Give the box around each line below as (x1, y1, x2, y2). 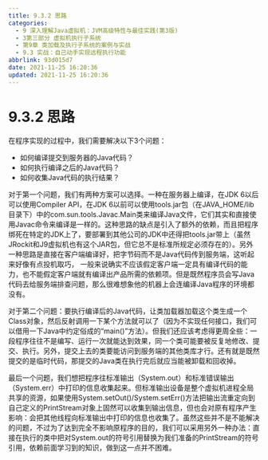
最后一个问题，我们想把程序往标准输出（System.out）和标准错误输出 (8, 372, 235, 383)
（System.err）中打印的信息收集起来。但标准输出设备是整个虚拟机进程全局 (8, 383, 254, 392)
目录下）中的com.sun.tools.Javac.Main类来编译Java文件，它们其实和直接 (8, 209, 250, 219)
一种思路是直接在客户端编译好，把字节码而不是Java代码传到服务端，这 (8, 249, 241, 259)
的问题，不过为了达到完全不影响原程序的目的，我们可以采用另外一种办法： (8, 423, 253, 432)
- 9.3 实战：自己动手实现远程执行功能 (15, 49, 126, 57)
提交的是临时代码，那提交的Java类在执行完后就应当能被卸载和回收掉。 (8, 356, 241, 365)
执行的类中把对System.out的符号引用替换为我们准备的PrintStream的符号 (22, 432, 259, 442)
